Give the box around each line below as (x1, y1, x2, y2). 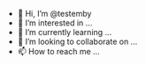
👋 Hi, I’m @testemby (17, 9, 92, 18)
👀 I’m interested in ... (17, 18, 93, 28)
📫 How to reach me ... (17, 47, 100, 56)
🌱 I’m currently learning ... (17, 27, 112, 37)
